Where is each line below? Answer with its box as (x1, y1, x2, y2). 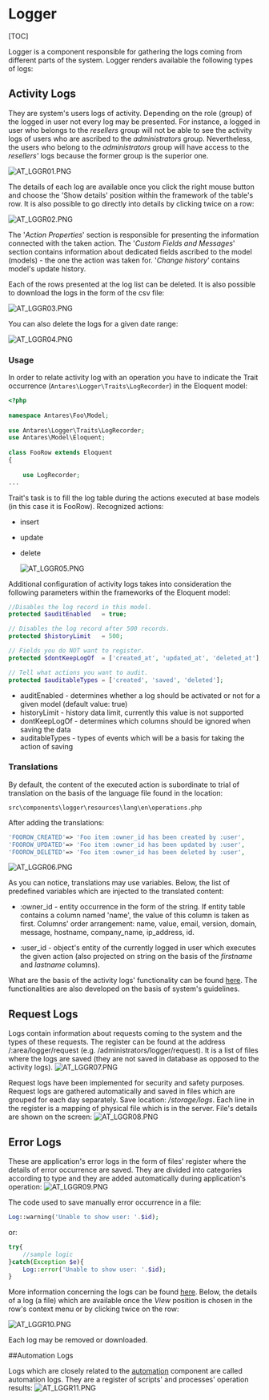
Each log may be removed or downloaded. (8, 1335, 148, 1345)
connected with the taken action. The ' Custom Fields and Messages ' (8, 238, 235, 248)
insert (19, 517, 40, 527)
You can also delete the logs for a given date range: (8, 319, 179, 328)
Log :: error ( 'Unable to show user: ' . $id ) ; (22, 1266, 167, 1274)
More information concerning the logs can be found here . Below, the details (8, 1287, 258, 1297)
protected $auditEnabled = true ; (8, 610, 127, 619)
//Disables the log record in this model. (8, 603, 152, 611)
